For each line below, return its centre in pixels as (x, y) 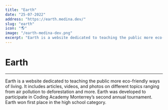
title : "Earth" (21, 10)
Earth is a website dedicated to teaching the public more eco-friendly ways (82, 81)
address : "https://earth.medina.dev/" (45, 19)
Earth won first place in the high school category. (56, 102)
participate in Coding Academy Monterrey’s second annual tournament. (79, 97)
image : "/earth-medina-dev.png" (39, 33)
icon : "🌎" (16, 28)
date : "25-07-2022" (25, 14)
